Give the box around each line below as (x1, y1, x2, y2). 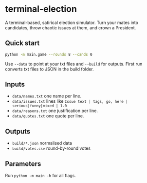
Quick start (5, 39, 40, 47)
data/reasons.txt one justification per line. (12, 108, 98, 114)
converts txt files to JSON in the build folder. (5, 66, 94, 72)
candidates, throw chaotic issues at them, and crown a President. (5, 24, 136, 30)
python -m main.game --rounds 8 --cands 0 (5, 52, 92, 57)
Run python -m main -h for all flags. (5, 173, 76, 179)
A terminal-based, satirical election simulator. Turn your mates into (5, 20, 139, 25)
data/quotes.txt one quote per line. (12, 113, 84, 119)
